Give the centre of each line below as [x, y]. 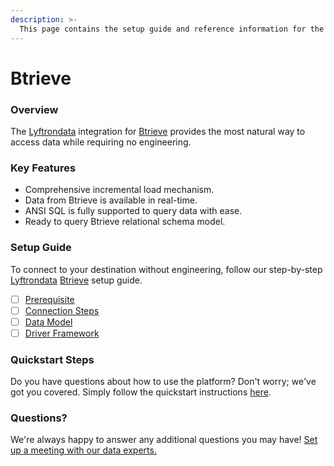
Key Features [43, 168]
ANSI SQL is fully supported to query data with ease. [133, 211]
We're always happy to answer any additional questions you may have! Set [164, 440]
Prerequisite [49, 299]
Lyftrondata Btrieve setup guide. [76, 280]
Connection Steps [62, 310]
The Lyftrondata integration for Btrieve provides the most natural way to [158, 131]
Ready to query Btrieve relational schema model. [125, 222]
